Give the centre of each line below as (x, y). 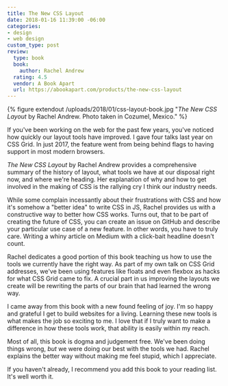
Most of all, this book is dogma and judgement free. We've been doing (106, 342)
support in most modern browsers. (56, 152)
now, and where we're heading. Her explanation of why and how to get (107, 179)
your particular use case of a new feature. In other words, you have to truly (113, 229)
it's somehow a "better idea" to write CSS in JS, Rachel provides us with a (111, 207)
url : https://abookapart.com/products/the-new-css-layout (98, 90)
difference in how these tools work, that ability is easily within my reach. (109, 329)
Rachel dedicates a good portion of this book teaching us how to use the (110, 257)
